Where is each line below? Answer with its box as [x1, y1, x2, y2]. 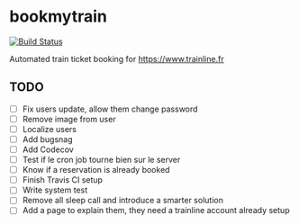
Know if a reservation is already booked [22, 165, 170, 175]
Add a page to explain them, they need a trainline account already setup [22, 205, 290, 216]
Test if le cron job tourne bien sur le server [22, 155, 181, 166]
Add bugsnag [22, 133, 74, 145]
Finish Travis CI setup [22, 175, 104, 185]
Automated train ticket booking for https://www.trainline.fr [9, 53, 224, 64]
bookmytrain [9, 6, 108, 27]
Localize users [22, 123, 77, 134]
